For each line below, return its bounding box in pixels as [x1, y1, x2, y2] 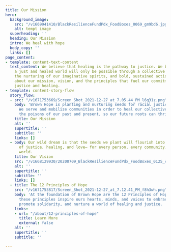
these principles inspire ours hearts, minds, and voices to [18, 197, 152, 202]
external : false [18, 220, 53, 226]
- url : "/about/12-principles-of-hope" [14, 211, 99, 216]
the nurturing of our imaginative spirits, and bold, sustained [14, 74, 154, 79]
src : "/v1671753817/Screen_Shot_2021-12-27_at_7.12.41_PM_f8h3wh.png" [14, 187, 167, 192]
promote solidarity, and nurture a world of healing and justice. [18, 202, 163, 207]
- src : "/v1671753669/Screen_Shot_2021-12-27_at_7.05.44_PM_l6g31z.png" [10, 97, 167, 102]
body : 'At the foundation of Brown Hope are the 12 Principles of [14, 192, 158, 197]
